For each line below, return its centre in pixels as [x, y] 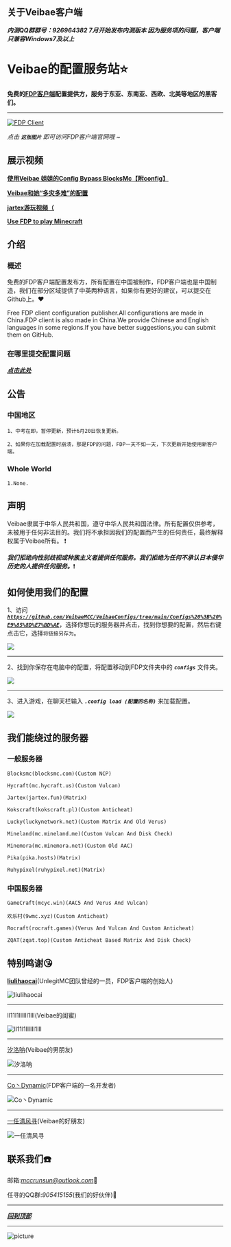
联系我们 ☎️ [29, 1159]
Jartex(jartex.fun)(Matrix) [47, 798]
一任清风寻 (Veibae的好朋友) [46, 1121]
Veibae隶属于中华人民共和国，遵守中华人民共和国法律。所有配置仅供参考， [113, 524]
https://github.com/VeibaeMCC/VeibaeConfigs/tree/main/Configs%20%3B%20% [115, 617]
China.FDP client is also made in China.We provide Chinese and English [108, 320]
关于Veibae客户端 [45, 12]
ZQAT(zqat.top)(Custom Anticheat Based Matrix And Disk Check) [99, 941]
